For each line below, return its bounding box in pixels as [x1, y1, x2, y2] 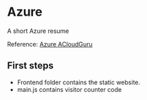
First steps [7, 60, 54, 72]
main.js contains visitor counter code [16, 85, 122, 93]
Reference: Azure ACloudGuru [7, 40, 93, 48]
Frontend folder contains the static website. [16, 78, 141, 86]
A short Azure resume [7, 27, 69, 35]
